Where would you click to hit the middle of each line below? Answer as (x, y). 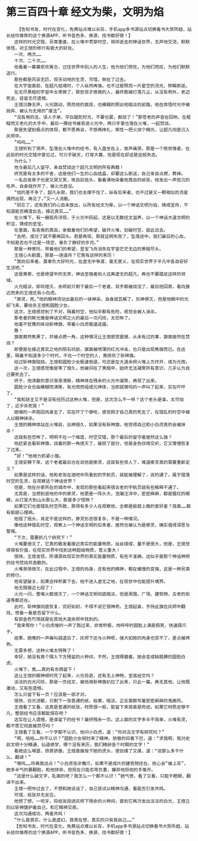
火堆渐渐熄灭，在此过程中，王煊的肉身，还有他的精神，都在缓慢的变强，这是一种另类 (102, 569)
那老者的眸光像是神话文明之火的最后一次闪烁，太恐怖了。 (73, 318)
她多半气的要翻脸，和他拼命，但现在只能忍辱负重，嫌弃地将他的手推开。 (81, 770)
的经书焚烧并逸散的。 (28, 563)
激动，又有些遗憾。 (26, 688)
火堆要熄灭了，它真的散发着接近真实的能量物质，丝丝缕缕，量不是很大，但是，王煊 (100, 544)
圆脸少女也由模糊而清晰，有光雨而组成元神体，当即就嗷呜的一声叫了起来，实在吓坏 (100, 387)
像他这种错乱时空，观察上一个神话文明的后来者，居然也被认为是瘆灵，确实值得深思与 (102, 525)
